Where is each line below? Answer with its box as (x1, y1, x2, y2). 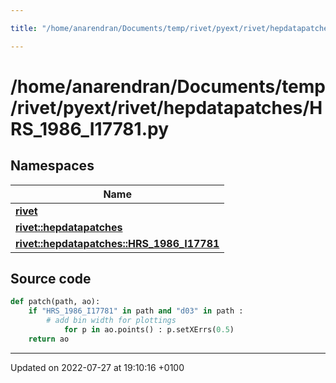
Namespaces (10, 157, 95, 175)
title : (10, 23, 38, 33)
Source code (10, 271, 92, 288)
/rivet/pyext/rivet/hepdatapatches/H (10, 96, 323, 119)
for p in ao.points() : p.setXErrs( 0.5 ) (63, 325, 235, 335)
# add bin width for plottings (46, 316, 177, 326)
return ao (28, 334, 70, 344)
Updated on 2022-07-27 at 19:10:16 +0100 (10, 361, 185, 373)
